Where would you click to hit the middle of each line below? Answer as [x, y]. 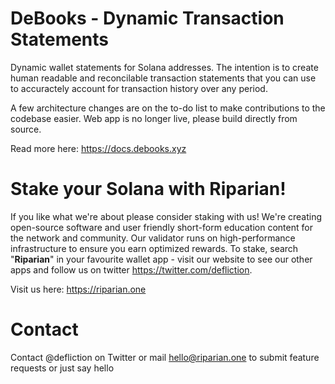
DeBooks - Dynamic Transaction [147, 18]
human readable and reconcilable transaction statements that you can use [163, 78]
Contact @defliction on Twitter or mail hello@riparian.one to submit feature [165, 357]
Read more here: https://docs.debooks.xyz [98, 148]
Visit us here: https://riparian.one [78, 289]
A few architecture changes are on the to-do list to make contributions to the [168, 108]
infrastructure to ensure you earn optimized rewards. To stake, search [154, 248]
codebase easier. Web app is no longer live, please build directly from [154, 118]
